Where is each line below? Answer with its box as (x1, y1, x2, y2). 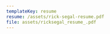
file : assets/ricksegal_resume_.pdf (6, 19, 96, 25)
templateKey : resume (6, 8, 57, 14)
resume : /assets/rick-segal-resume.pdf (6, 14, 105, 20)
